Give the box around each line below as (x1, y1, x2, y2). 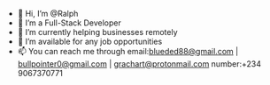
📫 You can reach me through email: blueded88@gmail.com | (17, 46, 239, 56)
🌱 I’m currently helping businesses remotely (17, 27, 179, 37)
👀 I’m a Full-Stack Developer (17, 18, 121, 28)
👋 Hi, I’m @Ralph (17, 9, 79, 18)
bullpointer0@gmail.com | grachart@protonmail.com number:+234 (17, 59, 261, 69)
